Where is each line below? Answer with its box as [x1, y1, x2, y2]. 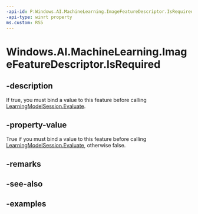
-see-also [6, 179, 43, 189]
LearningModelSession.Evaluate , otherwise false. [6, 142, 126, 149]
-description [6, 81, 53, 91]
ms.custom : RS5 [6, 19, 44, 25]
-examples [6, 199, 47, 209]
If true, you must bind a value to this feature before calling [6, 97, 147, 104]
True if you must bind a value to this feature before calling [6, 136, 147, 143]
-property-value [6, 120, 67, 130]
